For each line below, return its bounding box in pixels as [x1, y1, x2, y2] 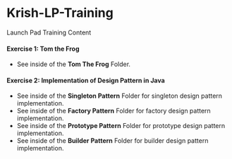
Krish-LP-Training [6, 5, 114, 21]
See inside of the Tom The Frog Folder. [16, 60, 131, 68]
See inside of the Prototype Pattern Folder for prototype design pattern [16, 122, 226, 130]
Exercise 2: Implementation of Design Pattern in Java [6, 76, 165, 84]
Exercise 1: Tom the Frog [6, 44, 80, 53]
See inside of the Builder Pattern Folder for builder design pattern [16, 136, 209, 145]
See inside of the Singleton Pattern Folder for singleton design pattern [16, 91, 223, 100]
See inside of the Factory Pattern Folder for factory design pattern [16, 107, 211, 115]
